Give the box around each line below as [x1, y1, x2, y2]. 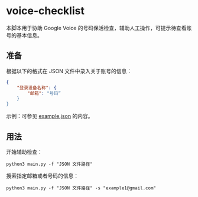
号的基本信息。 [6, 31, 43, 39]
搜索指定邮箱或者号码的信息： [6, 172, 79, 179]
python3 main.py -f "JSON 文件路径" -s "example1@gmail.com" [6, 185, 157, 191]
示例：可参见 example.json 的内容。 [6, 113, 93, 120]
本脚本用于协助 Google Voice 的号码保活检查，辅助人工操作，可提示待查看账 [6, 24, 192, 31]
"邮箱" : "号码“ [27, 90, 61, 96]
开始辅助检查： [6, 148, 43, 155]
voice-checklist [6, 4, 85, 18]
